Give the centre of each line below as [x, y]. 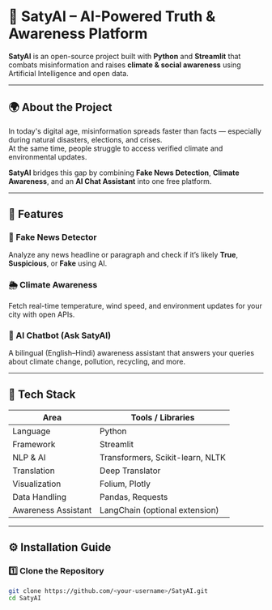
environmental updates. [48, 156]
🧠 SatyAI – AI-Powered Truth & [112, 17]
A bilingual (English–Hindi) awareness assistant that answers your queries [132, 353]
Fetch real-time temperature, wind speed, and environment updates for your [136, 305]
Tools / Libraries [163, 417]
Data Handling [40, 497]
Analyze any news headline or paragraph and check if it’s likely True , [123, 255]
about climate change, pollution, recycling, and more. [97, 362]
